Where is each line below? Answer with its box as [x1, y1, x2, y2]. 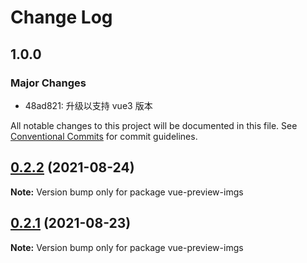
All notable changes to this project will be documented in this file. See [10, 119, 298, 131]
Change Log [10, 6, 113, 29]
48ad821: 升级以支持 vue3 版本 [24, 99, 153, 111]
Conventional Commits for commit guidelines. [10, 130, 198, 142]
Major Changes [10, 76, 87, 90]
